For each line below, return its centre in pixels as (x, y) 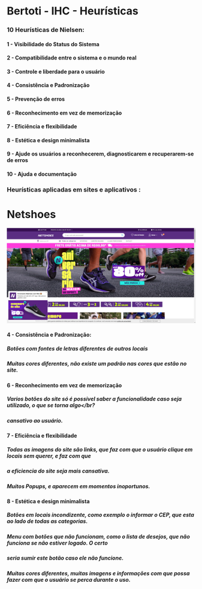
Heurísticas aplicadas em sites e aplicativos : (74, 189)
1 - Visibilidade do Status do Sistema (53, 44)
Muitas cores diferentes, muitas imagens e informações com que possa (98, 573)
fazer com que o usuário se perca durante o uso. (69, 579)
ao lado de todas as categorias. (47, 521)
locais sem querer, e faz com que (49, 456)
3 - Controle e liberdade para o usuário (56, 71)
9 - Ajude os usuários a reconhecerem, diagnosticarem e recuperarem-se (100, 154)
